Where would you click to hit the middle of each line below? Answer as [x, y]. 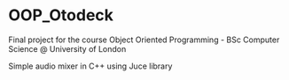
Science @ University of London [67, 48]
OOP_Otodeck [61, 15]
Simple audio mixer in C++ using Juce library [90, 66]
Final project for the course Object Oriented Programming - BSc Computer [144, 40]
